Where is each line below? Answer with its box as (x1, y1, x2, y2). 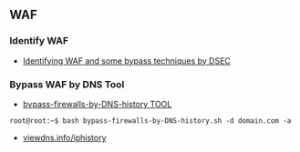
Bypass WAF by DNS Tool (9, 77, 125, 90)
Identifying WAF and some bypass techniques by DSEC (22, 55, 231, 66)
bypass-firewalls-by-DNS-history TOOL (22, 98, 172, 109)
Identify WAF (9, 35, 69, 47)
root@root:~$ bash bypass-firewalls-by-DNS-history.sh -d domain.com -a (9, 116, 292, 126)
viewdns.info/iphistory (22, 132, 107, 143)
